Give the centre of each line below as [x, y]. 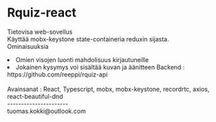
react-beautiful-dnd [35, 96]
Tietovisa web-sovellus [40, 32]
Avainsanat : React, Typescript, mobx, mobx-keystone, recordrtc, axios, [108, 89]
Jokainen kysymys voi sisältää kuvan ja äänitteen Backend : [100, 67]
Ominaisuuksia [28, 46]
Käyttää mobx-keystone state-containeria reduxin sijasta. [88, 39]
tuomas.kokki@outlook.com [46, 111]
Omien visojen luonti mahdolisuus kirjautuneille [83, 59]
